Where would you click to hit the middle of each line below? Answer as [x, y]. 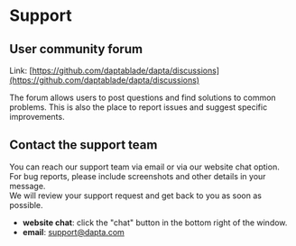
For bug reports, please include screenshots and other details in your [138, 176]
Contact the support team [83, 145]
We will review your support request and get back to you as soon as [135, 196]
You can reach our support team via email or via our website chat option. [144, 167]
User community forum [76, 49]
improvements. [37, 117]
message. [28, 186]
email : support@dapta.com [73, 232]
